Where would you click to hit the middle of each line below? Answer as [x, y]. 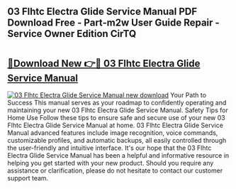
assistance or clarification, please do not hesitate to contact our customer [115, 171]
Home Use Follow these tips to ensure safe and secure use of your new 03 [116, 118]
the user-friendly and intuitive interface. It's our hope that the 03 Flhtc [109, 148]
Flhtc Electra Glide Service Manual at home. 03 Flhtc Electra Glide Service [115, 125]
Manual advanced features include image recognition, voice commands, [113, 133]
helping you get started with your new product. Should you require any [111, 163]
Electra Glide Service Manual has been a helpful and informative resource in [118, 155]
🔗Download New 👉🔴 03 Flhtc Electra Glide [104, 63]
